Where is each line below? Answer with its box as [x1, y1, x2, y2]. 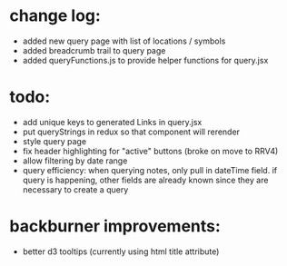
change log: [9, 5, 102, 26]
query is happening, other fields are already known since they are [22, 174, 269, 185]
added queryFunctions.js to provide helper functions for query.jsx [22, 54, 269, 65]
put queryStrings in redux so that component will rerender [22, 126, 241, 137]
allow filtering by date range [22, 155, 128, 166]
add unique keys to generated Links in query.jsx [22, 116, 203, 127]
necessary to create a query [22, 183, 129, 195]
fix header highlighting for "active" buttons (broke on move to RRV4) [22, 145, 279, 156]
